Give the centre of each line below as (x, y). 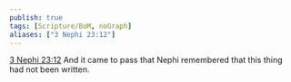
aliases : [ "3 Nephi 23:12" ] (63, 34)
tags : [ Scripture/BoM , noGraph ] (70, 26)
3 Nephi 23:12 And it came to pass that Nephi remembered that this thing (146, 60)
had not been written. (50, 69)
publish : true (36, 18)
